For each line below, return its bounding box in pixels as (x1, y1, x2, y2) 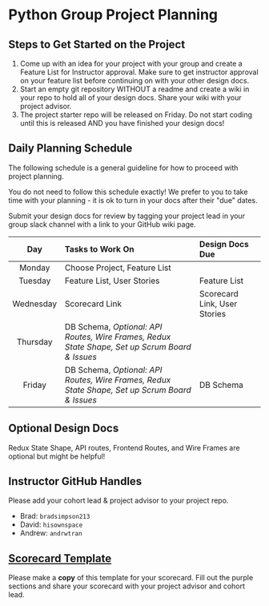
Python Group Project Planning (8, 6, 219, 24)
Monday (18, 262, 50, 273)
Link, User (199, 298, 238, 309)
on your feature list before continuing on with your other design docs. (19, 76, 250, 85)
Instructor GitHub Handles (8, 475, 143, 488)
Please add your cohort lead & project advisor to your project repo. (8, 495, 229, 506)
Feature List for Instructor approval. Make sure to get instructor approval (19, 67, 259, 77)
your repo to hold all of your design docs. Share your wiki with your (19, 93, 242, 102)
